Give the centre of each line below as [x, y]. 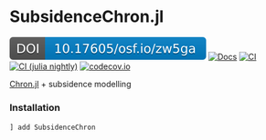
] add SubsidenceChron [53, 128]
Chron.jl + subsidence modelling [70, 84]
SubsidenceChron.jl [87, 17]
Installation [35, 107]
